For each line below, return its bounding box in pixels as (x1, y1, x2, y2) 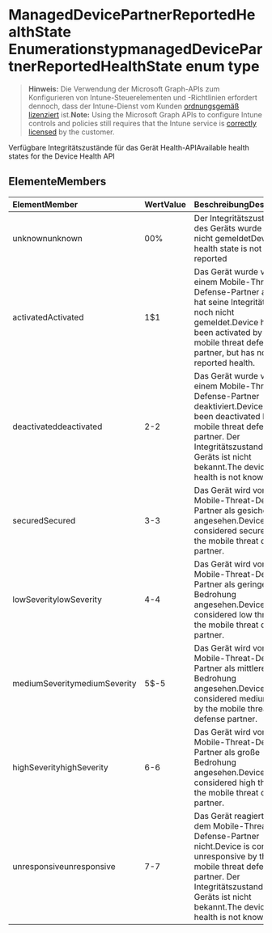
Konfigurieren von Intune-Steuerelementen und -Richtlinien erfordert (28, 92, 257, 102)
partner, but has (193, 346, 255, 358)
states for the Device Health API (8, 151, 115, 161)
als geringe (223, 579, 267, 590)
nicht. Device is (193, 840, 250, 851)
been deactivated (193, 410, 261, 422)
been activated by (193, 326, 263, 337)
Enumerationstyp (8, 40, 128, 58)
